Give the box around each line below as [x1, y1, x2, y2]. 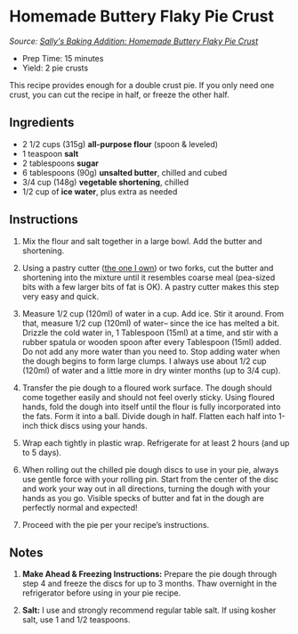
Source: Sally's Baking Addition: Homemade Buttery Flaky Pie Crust [9, 36, 259, 46]
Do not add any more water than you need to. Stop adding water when [21, 346, 280, 357]
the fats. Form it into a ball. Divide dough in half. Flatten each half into [21, 410, 278, 421]
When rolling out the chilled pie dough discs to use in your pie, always [21, 464, 279, 474]
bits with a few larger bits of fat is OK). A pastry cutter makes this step [21, 281, 280, 292]
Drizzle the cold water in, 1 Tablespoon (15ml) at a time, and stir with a [21, 327, 278, 338]
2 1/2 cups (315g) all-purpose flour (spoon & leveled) [21, 138, 219, 149]
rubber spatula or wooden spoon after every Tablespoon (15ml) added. [21, 336, 282, 347]
